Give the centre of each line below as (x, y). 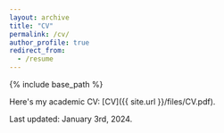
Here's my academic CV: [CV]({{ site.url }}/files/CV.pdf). (112, 102)
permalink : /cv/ (39, 34)
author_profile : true (50, 42)
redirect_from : (37, 51)
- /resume (35, 59)
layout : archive (39, 17)
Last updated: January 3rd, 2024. (71, 119)
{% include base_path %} (56, 84)
